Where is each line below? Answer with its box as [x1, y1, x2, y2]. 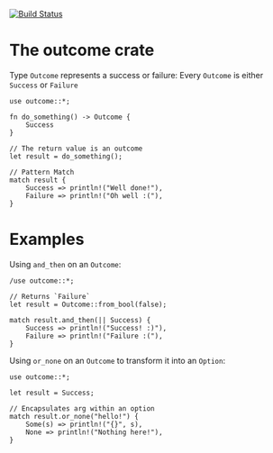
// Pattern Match [9, 168, 75, 177]
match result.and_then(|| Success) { [9, 315, 151, 324]
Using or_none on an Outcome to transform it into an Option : [9, 355, 226, 366]
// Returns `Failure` [9, 292, 91, 301]
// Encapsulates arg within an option [9, 403, 155, 413]
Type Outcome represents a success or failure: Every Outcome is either [9, 69, 264, 80]
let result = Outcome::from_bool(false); [9, 300, 168, 309]
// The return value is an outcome [9, 144, 143, 153]
